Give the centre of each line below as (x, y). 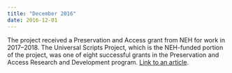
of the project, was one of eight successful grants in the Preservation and (113, 55)
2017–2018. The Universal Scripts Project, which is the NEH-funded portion (115, 47)
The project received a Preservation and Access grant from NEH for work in (116, 40)
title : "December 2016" (42, 14)
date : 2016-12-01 (32, 20)
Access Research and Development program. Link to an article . (98, 62)
